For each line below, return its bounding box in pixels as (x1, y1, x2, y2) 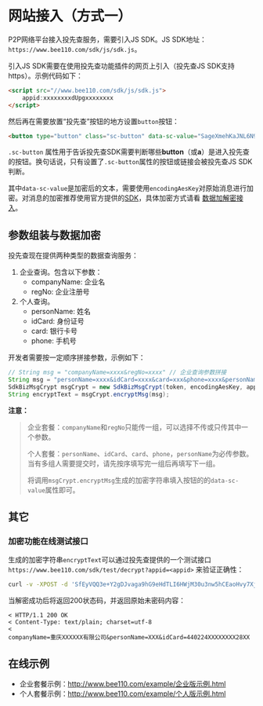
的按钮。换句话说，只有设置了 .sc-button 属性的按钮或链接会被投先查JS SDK (8, 157, 253, 166)
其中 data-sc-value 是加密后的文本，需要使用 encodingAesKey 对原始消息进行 (8, 184, 247, 193)
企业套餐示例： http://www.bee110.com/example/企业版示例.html (19, 679, 226, 689)
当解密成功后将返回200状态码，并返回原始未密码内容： (8, 596, 186, 605)
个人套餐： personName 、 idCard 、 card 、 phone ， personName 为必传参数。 (27, 448, 254, 458)
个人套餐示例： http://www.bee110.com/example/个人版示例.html (19, 689, 226, 699)
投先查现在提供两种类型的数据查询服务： (8, 251, 139, 260)
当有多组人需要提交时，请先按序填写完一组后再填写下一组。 (27, 459, 220, 468)
